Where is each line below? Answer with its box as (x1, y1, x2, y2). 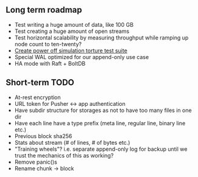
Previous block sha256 (14, 132, 72, 139)
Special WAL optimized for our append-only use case (14, 53, 149, 60)
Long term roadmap (5, 5, 83, 15)
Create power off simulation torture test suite (14, 47, 127, 54)
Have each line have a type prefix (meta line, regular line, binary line (14, 119, 186, 127)
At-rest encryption (14, 94, 62, 101)
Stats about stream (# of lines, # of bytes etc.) (14, 139, 130, 146)
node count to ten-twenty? (14, 40, 82, 47)
